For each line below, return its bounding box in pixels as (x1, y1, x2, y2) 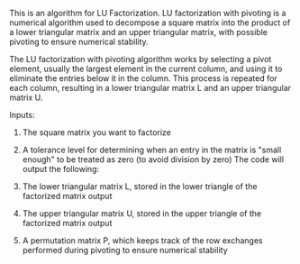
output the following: (22, 164, 100, 174)
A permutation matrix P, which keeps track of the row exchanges (22, 235, 263, 246)
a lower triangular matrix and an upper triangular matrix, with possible (9, 27, 268, 37)
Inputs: (9, 110, 35, 120)
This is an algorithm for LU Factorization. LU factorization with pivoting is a (9, 8, 286, 18)
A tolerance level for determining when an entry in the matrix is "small (22, 144, 282, 155)
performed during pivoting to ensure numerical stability (22, 245, 228, 255)
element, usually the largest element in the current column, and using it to (9, 63, 283, 74)
